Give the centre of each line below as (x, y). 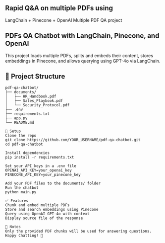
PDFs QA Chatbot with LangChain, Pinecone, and (82, 36)
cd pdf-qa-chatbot (24, 144)
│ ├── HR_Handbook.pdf (31, 96)
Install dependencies (27, 153)
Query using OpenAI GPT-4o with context (48, 214)
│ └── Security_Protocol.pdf (37, 105)
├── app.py (16, 118)
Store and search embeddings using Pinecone (52, 210)
